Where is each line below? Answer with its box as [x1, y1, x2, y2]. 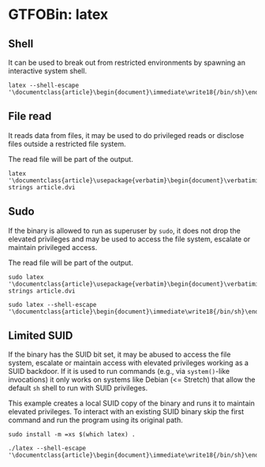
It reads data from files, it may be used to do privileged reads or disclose [8, 130, 244, 140]
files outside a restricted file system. [8, 139, 126, 148]
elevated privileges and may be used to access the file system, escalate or [8, 234, 251, 244]
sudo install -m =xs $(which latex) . [8, 431, 136, 439]
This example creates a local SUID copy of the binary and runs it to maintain [8, 398, 255, 408]
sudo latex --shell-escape [8, 301, 97, 308]
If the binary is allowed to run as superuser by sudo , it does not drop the [8, 226, 241, 235]
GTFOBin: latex [8, 6, 109, 24]
